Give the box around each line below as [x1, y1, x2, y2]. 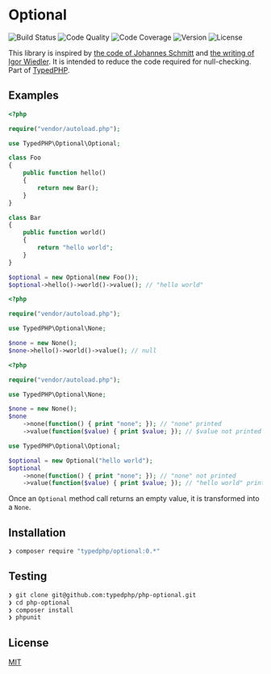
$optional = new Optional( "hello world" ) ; [8, 457, 153, 465]
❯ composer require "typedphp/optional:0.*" [8, 547, 161, 555]
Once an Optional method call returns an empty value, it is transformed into [8, 494, 260, 503]
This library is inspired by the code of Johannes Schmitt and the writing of [8, 48, 255, 57]
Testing [8, 570, 48, 583]
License [8, 636, 49, 650]
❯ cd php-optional [8, 598, 70, 607]
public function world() [23, 229, 106, 237]
